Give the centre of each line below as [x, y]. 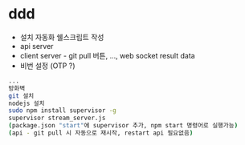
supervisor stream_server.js [57, 118]
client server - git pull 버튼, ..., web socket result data [107, 55]
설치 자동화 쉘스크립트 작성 [62, 37]
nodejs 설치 [27, 103]
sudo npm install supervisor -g [62, 111]
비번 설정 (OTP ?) [47, 66]
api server [37, 46]
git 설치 [21, 96]
